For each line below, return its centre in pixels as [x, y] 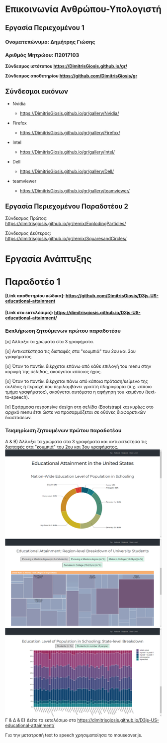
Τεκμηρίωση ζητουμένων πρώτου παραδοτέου [63, 431]
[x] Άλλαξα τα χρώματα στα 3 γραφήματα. [50, 342]
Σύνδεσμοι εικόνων [37, 92]
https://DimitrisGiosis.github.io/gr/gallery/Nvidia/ [69, 113]
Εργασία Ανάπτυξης [48, 259]
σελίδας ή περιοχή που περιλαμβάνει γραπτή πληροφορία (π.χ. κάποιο [79, 387]
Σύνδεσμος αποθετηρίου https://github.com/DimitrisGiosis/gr [71, 75]
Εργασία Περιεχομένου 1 [45, 28]
